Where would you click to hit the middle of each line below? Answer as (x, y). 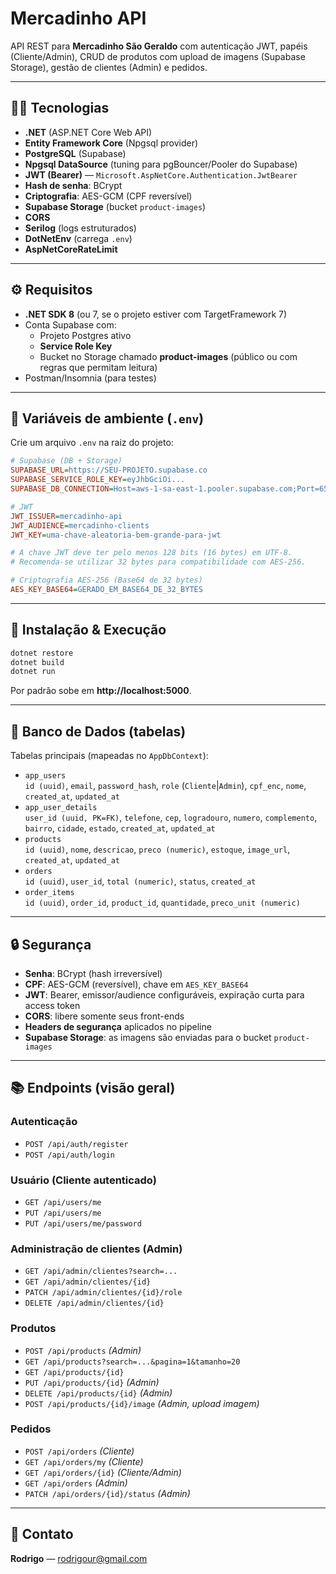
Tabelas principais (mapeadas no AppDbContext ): (109, 756)
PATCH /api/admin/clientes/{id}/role (103, 1293)
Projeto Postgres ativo (85, 335)
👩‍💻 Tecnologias (60, 108)
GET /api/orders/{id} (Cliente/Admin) (103, 1472)
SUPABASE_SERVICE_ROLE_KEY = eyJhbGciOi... (98, 480)
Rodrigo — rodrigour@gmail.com (79, 1558)
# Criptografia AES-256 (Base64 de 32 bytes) (106, 580)
